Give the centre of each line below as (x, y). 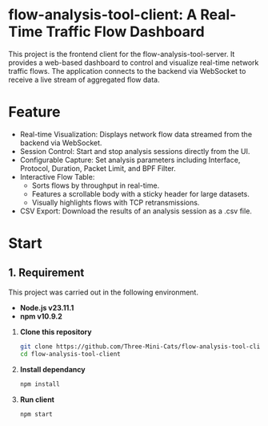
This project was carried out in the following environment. (103, 292)
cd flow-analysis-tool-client (70, 354)
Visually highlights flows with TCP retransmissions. (116, 202)
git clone (36, 347)
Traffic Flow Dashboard (126, 32)
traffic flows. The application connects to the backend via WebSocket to (127, 71)
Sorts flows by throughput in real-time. (96, 185)
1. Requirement (46, 273)
